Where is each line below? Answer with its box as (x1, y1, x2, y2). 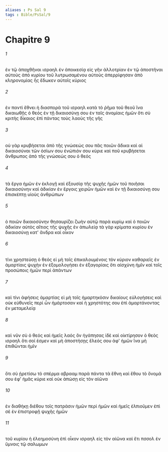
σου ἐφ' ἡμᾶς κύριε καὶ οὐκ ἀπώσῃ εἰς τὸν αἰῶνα (5, 376, 108, 382)
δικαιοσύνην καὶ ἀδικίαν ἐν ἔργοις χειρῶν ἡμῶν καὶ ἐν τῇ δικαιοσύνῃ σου (5, 186, 160, 192)
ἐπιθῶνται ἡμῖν (5, 343, 37, 349)
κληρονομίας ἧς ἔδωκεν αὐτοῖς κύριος (5, 77, 87, 83)
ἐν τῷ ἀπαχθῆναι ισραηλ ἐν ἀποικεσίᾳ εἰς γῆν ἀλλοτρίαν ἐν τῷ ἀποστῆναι (5, 66, 163, 72)
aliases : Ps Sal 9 (5, 7, 46, 13)
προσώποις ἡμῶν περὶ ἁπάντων (5, 267, 72, 273)
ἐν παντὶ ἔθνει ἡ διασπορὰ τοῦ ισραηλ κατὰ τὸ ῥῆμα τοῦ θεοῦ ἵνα (5, 105, 143, 111)
